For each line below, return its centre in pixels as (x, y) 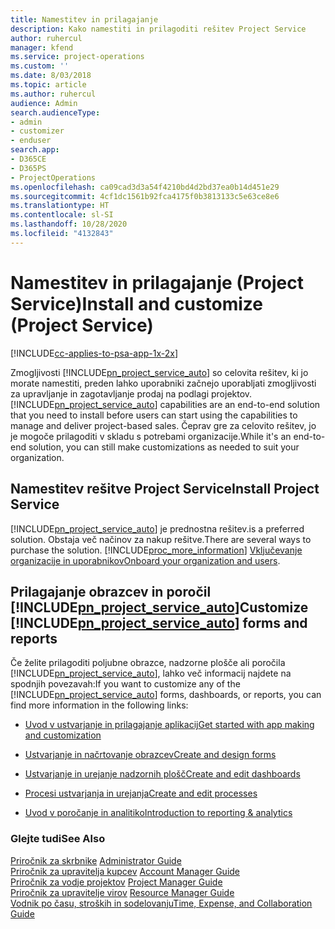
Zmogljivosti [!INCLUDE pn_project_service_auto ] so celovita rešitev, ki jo (159, 372)
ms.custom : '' (40, 66)
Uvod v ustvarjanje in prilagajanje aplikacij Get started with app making (169, 725)
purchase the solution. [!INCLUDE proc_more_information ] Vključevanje (156, 550)
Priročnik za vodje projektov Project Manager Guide (116, 882)
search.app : (35, 150)
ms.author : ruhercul (53, 94)
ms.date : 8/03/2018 (51, 76)
